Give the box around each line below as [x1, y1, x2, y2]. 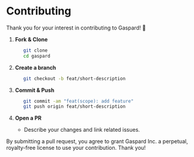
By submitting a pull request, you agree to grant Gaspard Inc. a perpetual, [6, 138, 188, 145]
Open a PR [14, 114, 42, 122]
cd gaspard [23, 53, 50, 59]
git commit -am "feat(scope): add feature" [23, 98, 134, 104]
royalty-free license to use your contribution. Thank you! [6, 144, 146, 152]
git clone [23, 47, 48, 54]
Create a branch [14, 64, 56, 71]
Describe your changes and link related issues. [23, 126, 140, 134]
